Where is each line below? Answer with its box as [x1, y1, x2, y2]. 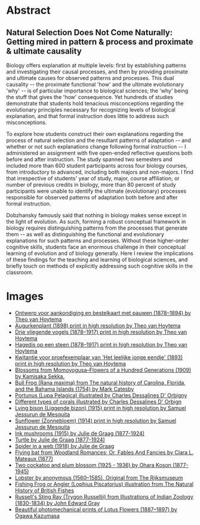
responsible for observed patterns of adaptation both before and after [6, 194, 178, 200]
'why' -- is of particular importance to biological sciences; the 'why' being [6, 87, 189, 94]
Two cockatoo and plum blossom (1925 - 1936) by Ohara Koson [14, 461, 172, 468]
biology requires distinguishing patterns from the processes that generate [6, 224, 188, 231]
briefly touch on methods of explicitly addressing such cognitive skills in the [6, 262, 193, 269]
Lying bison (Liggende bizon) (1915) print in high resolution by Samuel [14, 404, 186, 412]
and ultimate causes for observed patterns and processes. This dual [6, 75, 174, 81]
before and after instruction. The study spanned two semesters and [6, 156, 173, 163]
